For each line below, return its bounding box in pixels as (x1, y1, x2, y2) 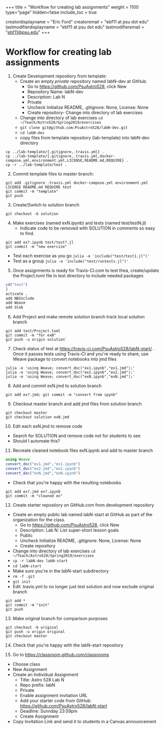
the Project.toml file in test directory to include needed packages (12, 272, 144, 279)
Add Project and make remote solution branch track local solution (12, 314, 145, 320)
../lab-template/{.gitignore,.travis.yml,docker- (12, 154, 116, 158)
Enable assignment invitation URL (20, 692, 88, 698)
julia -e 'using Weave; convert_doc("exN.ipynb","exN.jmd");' (5, 374, 135, 379)
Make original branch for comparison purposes (12, 615, 108, 621)
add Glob (5, 305, 23, 310)
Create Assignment (20, 713, 59, 719)
